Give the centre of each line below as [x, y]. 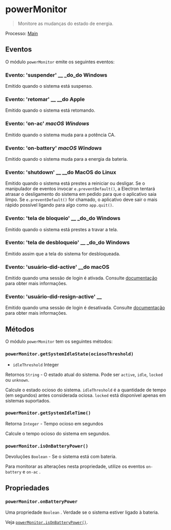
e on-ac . [32, 472]
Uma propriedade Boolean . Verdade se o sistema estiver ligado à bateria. [82, 512]
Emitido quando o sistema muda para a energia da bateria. [67, 159]
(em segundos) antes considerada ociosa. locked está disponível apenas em [86, 395]
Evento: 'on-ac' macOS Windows [47, 123]
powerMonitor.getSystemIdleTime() [48, 413]
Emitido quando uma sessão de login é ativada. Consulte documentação [81, 278]
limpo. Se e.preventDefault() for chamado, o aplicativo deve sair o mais [81, 199]
